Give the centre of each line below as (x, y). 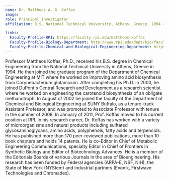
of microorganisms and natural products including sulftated (67, 125)
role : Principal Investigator (37, 19)
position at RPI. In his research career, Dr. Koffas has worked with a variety (82, 120)
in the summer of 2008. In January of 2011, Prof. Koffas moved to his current (84, 114)
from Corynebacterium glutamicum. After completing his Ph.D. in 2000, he (82, 82)
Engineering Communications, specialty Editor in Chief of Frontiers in (77, 146)
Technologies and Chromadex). (38, 173)
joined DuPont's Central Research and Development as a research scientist (83, 88)
